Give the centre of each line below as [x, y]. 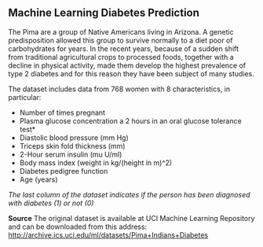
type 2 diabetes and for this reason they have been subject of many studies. [131, 73]
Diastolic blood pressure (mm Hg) [74, 138]
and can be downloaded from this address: [78, 227]
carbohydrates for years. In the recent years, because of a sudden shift [124, 48]
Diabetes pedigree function [64, 171]
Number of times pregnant [62, 112]
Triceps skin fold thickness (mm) [72, 146]
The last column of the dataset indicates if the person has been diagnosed [129, 194]
